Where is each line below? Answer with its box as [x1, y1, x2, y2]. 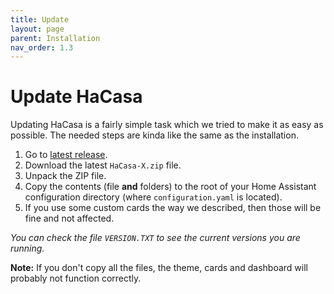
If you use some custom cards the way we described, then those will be [24, 202, 322, 214]
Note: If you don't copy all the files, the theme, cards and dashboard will [10, 262, 308, 274]
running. [10, 242, 45, 255]
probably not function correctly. [10, 272, 142, 285]
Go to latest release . [24, 149, 108, 161]
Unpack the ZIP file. [24, 170, 107, 182]
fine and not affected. [24, 212, 115, 225]
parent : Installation [10, 33, 101, 43]
